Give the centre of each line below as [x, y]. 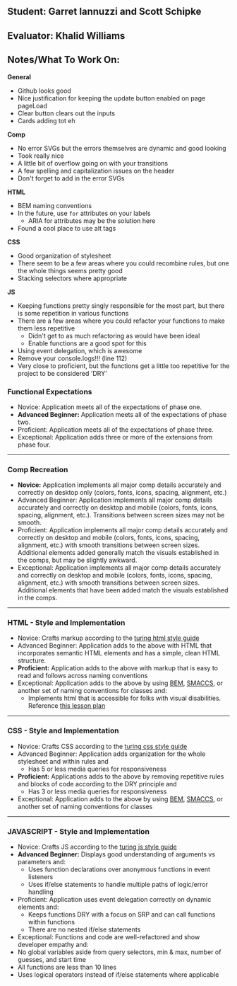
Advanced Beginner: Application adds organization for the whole [111, 754]
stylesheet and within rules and [63, 761]
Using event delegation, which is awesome [80, 350]
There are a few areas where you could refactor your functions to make [121, 321]
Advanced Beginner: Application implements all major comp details [115, 500]
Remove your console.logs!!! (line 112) [72, 358]
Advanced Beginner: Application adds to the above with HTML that [115, 646]
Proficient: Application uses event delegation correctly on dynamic [114, 900]
